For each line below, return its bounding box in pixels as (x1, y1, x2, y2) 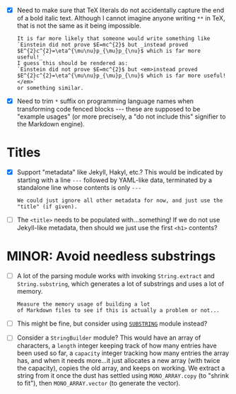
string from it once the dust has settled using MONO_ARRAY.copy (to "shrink (16, 371, 229, 380)
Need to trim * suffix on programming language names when (16, 97, 194, 105)
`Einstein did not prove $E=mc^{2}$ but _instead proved (16, 42, 189, 49)
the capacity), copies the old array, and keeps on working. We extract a (16, 364, 225, 373)
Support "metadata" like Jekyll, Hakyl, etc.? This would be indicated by (16, 168, 223, 177)
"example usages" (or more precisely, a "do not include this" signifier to (16, 112, 226, 121)
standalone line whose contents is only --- (16, 184, 142, 192)
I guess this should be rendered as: (16, 60, 129, 67)
